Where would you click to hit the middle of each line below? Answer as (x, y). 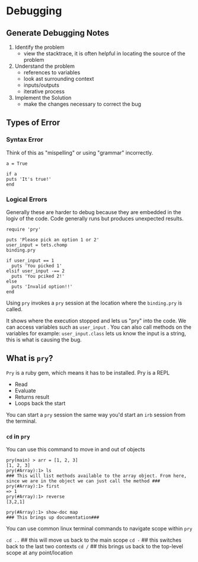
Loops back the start (40, 403)
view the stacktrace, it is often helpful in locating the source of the (104, 54)
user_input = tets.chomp (37, 245)
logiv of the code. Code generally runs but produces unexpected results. (95, 218)
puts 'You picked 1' (37, 266)
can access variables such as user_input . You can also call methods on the (99, 327)
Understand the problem (45, 66)
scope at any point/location (39, 553)
